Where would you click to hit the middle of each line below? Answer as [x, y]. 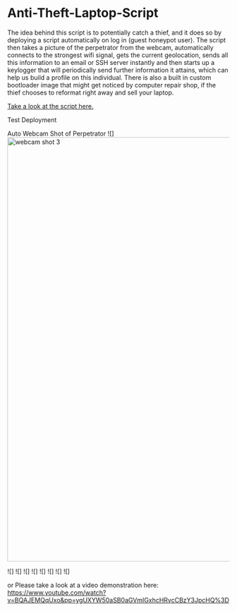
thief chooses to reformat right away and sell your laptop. [91, 92]
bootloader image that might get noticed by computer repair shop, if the [112, 85]
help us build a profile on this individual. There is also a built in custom [109, 77]
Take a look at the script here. [50, 106]
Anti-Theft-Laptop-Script [83, 13]
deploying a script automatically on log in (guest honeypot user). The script [117, 40]
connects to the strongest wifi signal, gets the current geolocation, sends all [118, 55]
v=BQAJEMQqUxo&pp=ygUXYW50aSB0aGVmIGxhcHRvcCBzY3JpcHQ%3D [118, 600]
